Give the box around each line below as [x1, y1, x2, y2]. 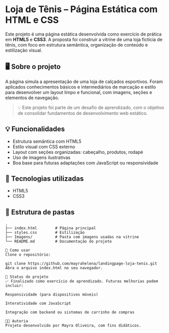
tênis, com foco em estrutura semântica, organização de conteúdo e [5, 41, 148, 48]
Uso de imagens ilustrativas [12, 154, 71, 160]
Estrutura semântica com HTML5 [12, 138, 82, 144]
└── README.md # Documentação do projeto [5, 239, 112, 244]
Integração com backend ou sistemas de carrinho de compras [5, 310, 135, 315]
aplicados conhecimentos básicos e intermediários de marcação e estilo [5, 84, 156, 90]
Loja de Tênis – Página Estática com [5, 4, 158, 15]
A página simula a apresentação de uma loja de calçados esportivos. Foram [5, 78, 163, 85]
